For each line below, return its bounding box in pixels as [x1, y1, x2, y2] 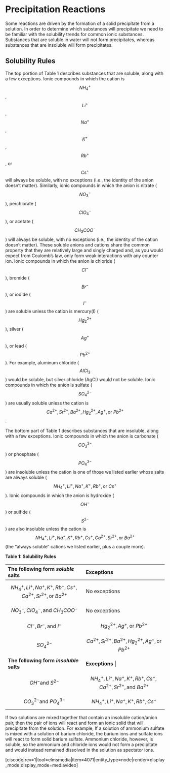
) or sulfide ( [5, 509, 31, 515]
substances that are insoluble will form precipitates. [5, 42, 113, 48]
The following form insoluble [8, 657, 79, 664]
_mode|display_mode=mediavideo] [5, 762, 78, 768]
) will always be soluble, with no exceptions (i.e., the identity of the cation [5, 236, 158, 242]
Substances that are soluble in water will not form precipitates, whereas [5, 37, 155, 43]
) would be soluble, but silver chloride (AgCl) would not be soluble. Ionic [5, 377, 156, 383]
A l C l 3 [79, 367, 91, 375]
